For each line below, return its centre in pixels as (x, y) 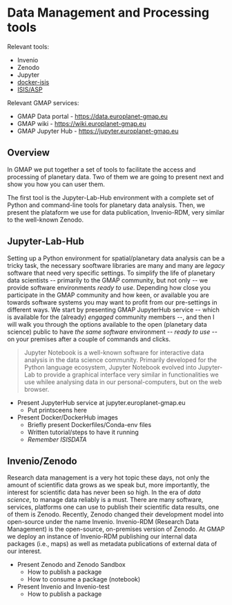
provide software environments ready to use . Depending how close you (109, 287)
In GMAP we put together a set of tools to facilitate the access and (101, 169)
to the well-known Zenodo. (46, 219)
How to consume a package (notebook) (84, 579)
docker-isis (33, 82)
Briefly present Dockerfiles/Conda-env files (89, 424)
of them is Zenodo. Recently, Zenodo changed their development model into (116, 514)
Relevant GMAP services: (43, 102)
